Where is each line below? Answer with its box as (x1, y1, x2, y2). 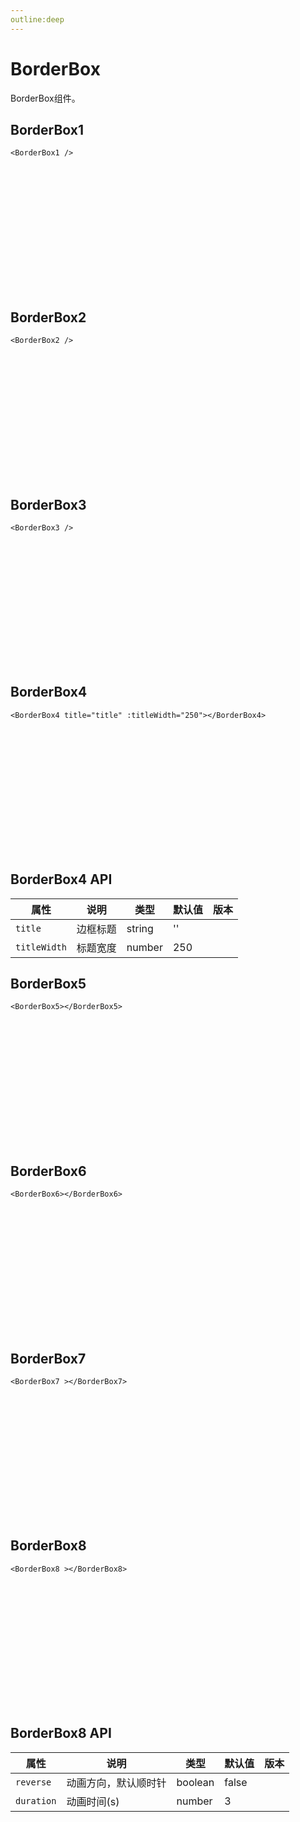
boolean (176, 1775, 215, 1789)
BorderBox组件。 (10, 92, 81, 104)
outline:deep (10, 14, 65, 25)
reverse (15, 1776, 52, 1788)
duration (15, 1795, 57, 1806)
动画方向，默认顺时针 (66, 1776, 167, 1790)
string (126, 921, 154, 935)
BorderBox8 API (10, 1725, 112, 1742)
